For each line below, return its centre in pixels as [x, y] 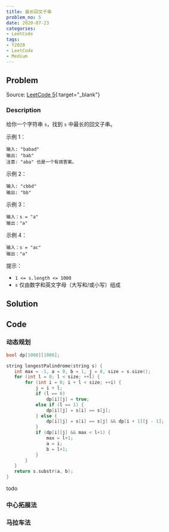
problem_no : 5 [24, 17]
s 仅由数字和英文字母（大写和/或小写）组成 [67, 285]
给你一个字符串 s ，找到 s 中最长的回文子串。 [61, 124]
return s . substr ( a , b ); [44, 472]
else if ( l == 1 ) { [60, 405]
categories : [21, 28]
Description [24, 110]
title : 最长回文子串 [29, 12]
